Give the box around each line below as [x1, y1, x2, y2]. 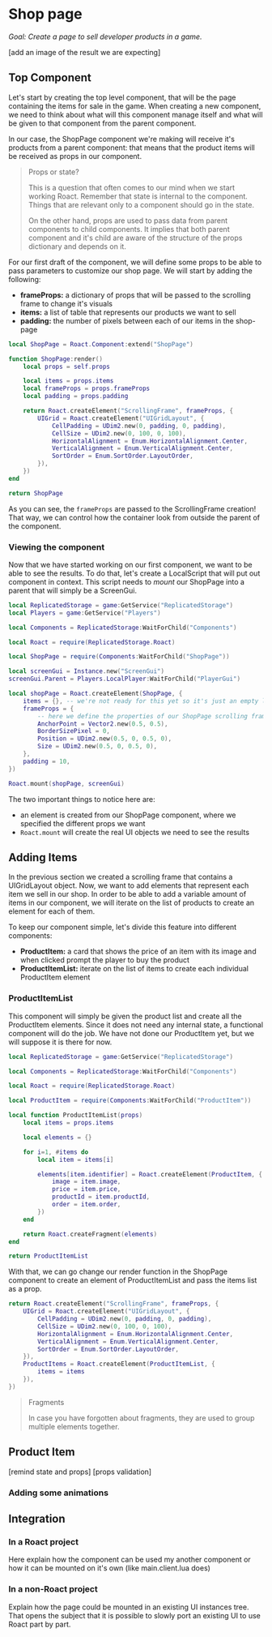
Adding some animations [8, 1487, 109, 1498]
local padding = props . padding [23, 392, 129, 401]
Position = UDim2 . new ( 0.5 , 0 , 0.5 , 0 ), [37, 735, 172, 743]
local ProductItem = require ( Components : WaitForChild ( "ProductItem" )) [8, 1096, 252, 1105]
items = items [37, 1368, 85, 1376]
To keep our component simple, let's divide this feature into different [8, 922, 237, 932]
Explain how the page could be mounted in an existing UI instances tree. [8, 1602, 249, 1612]
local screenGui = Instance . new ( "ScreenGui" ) [8, 667, 164, 675]
